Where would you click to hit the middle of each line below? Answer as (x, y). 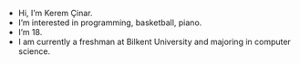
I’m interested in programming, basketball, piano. (110, 23)
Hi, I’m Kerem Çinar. (55, 13)
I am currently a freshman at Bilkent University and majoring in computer (155, 41)
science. (34, 51)
